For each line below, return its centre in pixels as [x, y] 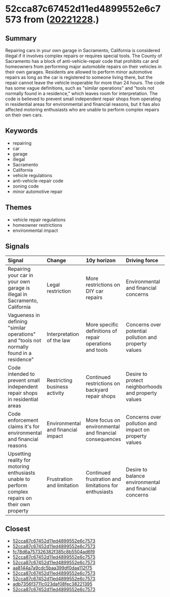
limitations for [102, 486]
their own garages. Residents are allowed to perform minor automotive [79, 72]
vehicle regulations [32, 175]
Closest [18, 529]
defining [18, 322]
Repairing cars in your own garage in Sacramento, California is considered [83, 50]
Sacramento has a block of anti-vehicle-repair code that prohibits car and [82, 61]
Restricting [59, 380]
